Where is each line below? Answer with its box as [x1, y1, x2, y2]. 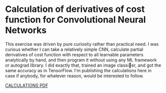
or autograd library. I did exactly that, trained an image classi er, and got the [5, 62, 162, 68]
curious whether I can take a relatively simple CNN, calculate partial [5, 46, 144, 52]
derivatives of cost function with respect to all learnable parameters [5, 51, 144, 58]
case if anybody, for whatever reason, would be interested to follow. [5, 73, 144, 79]
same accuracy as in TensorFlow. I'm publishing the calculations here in [5, 67, 152, 73]
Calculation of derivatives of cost [5, 3, 145, 15]
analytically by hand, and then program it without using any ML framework [5, 57, 157, 63]
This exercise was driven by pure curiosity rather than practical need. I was [5, 41, 159, 47]
